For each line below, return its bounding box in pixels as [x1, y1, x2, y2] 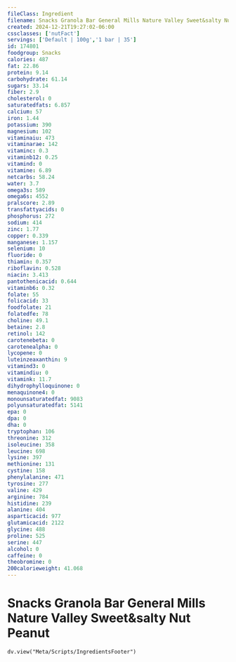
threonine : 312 [7, 435, 52, 442]
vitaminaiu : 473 [7, 134, 55, 141]
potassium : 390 [7, 121, 52, 128]
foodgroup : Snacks [7, 50, 61, 57]
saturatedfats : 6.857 [7, 102, 71, 109]
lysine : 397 [7, 454, 42, 461]
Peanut [7, 625, 51, 641]
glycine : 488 [7, 526, 46, 533]
